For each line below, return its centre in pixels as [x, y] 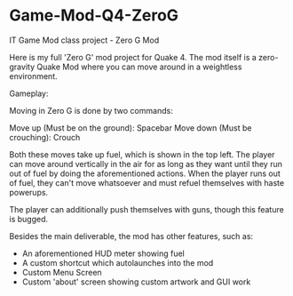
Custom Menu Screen [62, 272]
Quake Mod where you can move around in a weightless [139, 67]
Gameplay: [29, 93]
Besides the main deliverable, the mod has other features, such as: [131, 236]
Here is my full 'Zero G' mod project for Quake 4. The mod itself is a [133, 57]
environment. [33, 76]
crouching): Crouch [45, 137]
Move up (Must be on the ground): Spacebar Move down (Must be [131, 128]
